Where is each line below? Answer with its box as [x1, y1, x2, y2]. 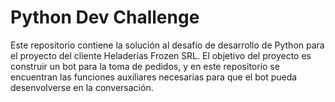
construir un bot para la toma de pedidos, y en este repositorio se [10, 60, 280, 72]
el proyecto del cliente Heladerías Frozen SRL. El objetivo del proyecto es [10, 49, 312, 61]
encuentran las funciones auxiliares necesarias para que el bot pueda [10, 71, 298, 83]
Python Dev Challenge [10, 6, 200, 29]
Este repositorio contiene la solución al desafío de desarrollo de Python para [10, 39, 325, 51]
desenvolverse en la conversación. [10, 81, 154, 93]
